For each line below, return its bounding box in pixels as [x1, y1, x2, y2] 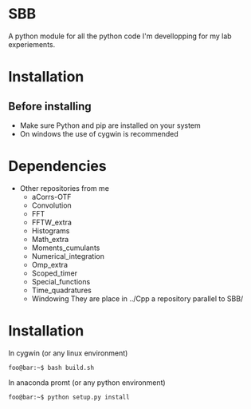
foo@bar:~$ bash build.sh [8, 363, 94, 371]
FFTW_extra [31, 217, 72, 227]
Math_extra [31, 234, 69, 244]
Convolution [31, 201, 72, 210]
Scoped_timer [31, 268, 78, 278]
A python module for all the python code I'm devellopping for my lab [8, 31, 233, 41]
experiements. [8, 39, 56, 49]
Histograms [31, 225, 70, 236]
